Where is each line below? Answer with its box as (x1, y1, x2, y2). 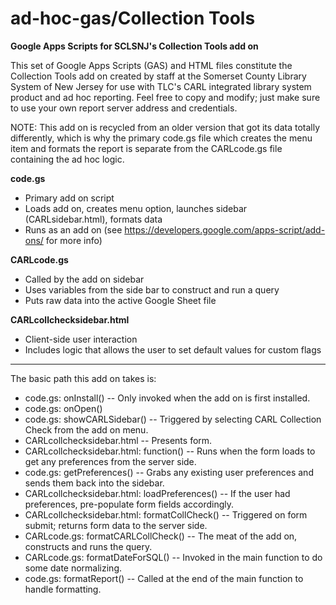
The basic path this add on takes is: (10, 372, 157, 384)
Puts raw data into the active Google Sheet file (24, 294, 217, 306)
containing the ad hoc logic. (10, 153, 125, 165)
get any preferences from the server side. (24, 455, 197, 467)
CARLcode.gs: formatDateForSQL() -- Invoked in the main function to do (24, 551, 323, 563)
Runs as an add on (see (24, 223, 123, 236)
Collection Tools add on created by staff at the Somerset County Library (10, 70, 307, 82)
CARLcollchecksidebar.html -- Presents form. (24, 434, 213, 446)
